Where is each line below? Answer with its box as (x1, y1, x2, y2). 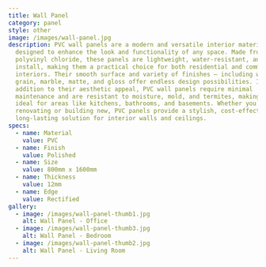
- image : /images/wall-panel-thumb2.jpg (15, 239, 150, 247)
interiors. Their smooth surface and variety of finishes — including (15, 70, 253, 78)
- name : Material (15, 129, 73, 137)
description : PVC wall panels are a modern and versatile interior (8, 41, 236, 49)
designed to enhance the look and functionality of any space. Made (15, 48, 246, 56)
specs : (8, 122, 30, 130)
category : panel (8, 19, 62, 27)
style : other (8, 26, 51, 34)
